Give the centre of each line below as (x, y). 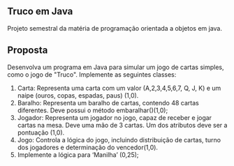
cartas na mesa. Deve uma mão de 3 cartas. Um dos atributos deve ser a (122, 125)
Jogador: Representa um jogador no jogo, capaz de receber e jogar (114, 117)
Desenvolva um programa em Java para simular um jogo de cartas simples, (116, 67)
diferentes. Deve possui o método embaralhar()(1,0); (93, 110)
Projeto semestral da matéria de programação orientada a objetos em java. (115, 28)
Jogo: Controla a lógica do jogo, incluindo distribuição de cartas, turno (119, 139)
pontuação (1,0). (41, 133)
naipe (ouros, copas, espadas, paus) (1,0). (78, 95)
